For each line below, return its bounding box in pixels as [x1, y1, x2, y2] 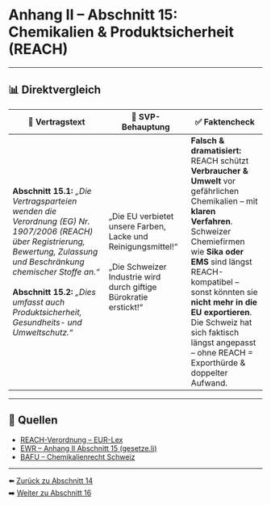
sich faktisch [190, 326, 240, 338]
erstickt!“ [108, 301, 144, 313]
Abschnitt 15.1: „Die [12, 185, 92, 196]
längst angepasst [190, 337, 256, 348]
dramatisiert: [190, 145, 242, 156]
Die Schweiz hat [190, 317, 252, 328]
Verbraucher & [190, 165, 248, 176]
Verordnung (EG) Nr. [12, 216, 90, 227]
